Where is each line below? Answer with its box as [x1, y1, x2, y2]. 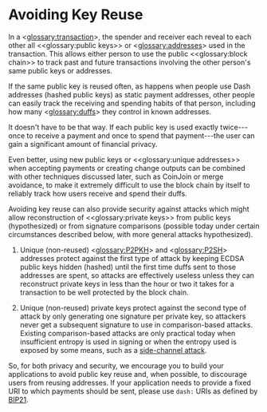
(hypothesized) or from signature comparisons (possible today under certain [8, 221, 260, 231]
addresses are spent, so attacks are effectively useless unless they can [19, 270, 255, 280]
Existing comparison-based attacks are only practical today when [19, 328, 236, 338]
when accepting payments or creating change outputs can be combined [8, 163, 245, 172]
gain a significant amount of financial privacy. [8, 139, 158, 149]
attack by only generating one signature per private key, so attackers [19, 311, 246, 321]
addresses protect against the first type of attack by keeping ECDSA [19, 253, 245, 263]
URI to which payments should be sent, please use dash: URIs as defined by [8, 386, 258, 396]
